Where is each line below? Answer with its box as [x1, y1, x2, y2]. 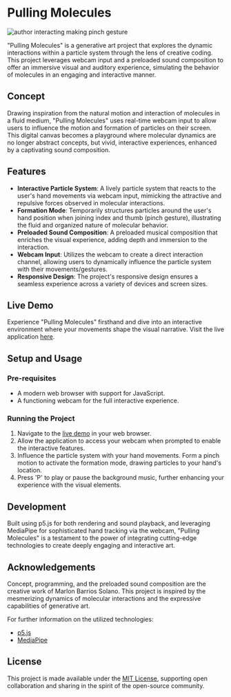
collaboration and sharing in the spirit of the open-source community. [7, 681, 205, 689]
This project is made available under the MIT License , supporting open [7, 674, 208, 682]
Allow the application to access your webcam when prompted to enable [17, 437, 221, 445]
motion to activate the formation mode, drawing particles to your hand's [17, 458, 222, 467]
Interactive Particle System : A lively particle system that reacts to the [17, 184, 216, 192]
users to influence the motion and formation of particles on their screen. [7, 123, 212, 132]
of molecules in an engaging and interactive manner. [7, 71, 157, 79]
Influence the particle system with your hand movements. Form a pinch [17, 452, 219, 460]
